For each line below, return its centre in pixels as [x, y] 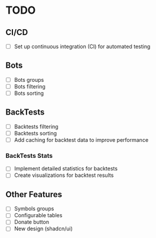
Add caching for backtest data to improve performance [81, 140]
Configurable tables [38, 215]
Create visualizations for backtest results [64, 175]
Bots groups [29, 80]
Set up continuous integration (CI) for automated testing [82, 46]
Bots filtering [30, 86]
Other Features [34, 194]
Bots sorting [29, 93]
